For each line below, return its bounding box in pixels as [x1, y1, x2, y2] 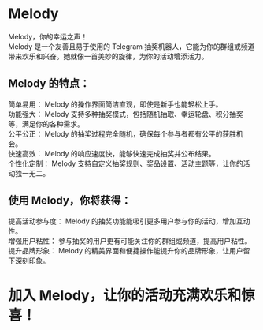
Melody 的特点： [8, 77, 91, 91]
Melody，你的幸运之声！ [8, 32, 88, 41]
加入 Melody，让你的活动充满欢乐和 [8, 286, 242, 304]
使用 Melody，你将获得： [8, 194, 131, 208]
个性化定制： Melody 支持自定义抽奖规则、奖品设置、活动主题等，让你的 [8, 159, 243, 168]
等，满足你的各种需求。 [8, 119, 84, 129]
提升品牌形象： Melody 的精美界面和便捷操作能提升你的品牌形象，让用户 [8, 246, 243, 255]
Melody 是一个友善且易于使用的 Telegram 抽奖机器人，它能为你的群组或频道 [8, 41, 255, 51]
